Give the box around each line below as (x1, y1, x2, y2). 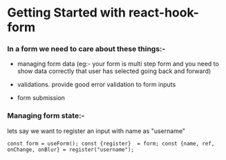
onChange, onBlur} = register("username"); (7, 146, 135, 153)
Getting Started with (7, 5, 126, 21)
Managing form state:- (7, 111, 85, 121)
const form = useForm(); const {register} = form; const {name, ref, (7, 140, 215, 147)
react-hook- (128, 5, 199, 21)
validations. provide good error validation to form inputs (17, 81, 176, 89)
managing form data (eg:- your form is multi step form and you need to (17, 60, 219, 68)
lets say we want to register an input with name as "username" (7, 126, 185, 135)
